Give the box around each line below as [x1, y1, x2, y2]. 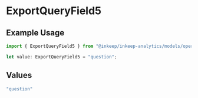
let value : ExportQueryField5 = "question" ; [6, 54, 117, 60]
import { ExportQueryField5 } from [6, 43, 94, 49]
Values [6, 70, 32, 80]
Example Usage [6, 28, 65, 38]
